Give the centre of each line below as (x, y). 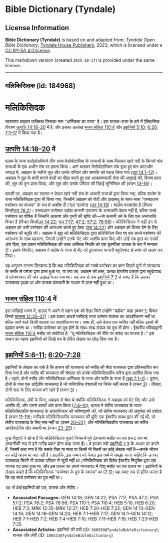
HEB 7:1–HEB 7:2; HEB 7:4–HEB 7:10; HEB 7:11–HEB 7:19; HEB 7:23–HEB (85, 519)
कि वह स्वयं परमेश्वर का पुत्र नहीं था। (34, 477)
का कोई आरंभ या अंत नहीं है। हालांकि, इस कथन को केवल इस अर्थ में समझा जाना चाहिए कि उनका (82, 455)
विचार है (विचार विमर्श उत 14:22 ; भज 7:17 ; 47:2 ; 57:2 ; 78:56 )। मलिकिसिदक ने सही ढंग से (81, 222)
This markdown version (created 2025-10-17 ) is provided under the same (80, 60)
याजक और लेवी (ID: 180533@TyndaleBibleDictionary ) (63, 535)
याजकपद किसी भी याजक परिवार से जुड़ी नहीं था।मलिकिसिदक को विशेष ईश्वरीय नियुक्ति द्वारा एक (81, 460)
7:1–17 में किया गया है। (24, 133)
